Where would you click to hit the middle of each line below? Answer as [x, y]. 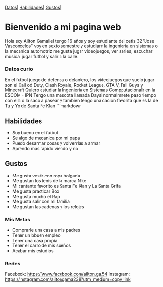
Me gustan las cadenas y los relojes [48, 207]
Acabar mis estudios [33, 251]
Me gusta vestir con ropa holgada [46, 176]
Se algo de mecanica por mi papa [46, 138]
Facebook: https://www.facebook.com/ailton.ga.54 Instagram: [68, 274]
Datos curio [19, 69]
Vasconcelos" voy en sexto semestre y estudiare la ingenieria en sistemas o [81, 46]
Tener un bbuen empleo [36, 235]
